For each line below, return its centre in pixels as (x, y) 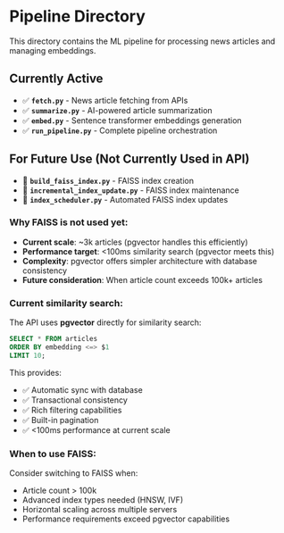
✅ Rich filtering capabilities (72, 410)
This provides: (36, 372)
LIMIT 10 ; (28, 355)
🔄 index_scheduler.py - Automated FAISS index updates (125, 199)
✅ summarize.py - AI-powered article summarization (117, 110)
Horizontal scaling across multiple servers (100, 510)
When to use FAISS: (53, 454)
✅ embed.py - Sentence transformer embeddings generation (132, 120)
